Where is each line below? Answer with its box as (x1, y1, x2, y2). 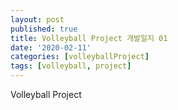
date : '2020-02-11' (10, 42, 92, 53)
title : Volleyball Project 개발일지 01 (10, 33, 168, 43)
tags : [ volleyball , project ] (10, 61, 132, 71)
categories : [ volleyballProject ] (10, 52, 150, 62)
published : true (10, 24, 78, 34)
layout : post (10, 14, 65, 25)
